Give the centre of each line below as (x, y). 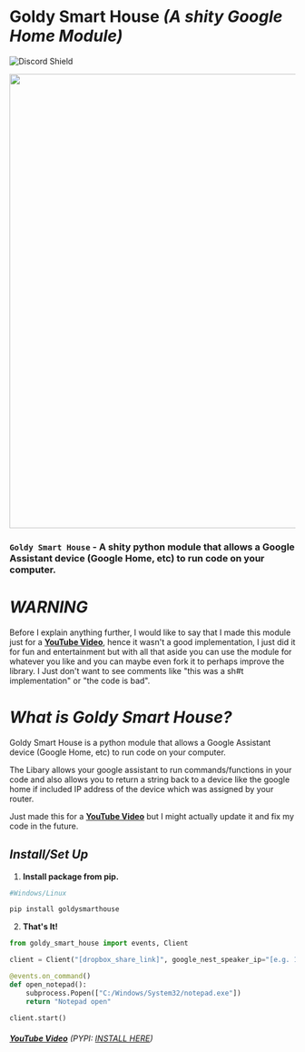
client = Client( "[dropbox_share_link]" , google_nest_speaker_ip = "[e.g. (150, 960)
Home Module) (66, 36)
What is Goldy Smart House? (121, 717)
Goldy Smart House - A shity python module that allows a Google (152, 547)
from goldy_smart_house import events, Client (99, 943)
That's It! (40, 927)
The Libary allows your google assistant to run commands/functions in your (151, 769)
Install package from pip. (71, 876)
